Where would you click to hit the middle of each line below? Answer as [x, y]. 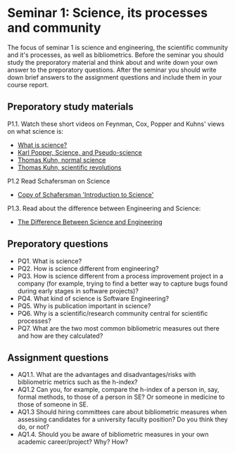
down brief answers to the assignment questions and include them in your [115, 77]
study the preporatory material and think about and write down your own [113, 62]
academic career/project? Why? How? [73, 442]
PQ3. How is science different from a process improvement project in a [120, 276]
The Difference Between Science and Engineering [90, 222]
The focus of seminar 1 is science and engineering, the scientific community [118, 47]
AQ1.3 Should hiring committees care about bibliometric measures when [122, 412]
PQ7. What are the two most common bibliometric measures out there [118, 328]
